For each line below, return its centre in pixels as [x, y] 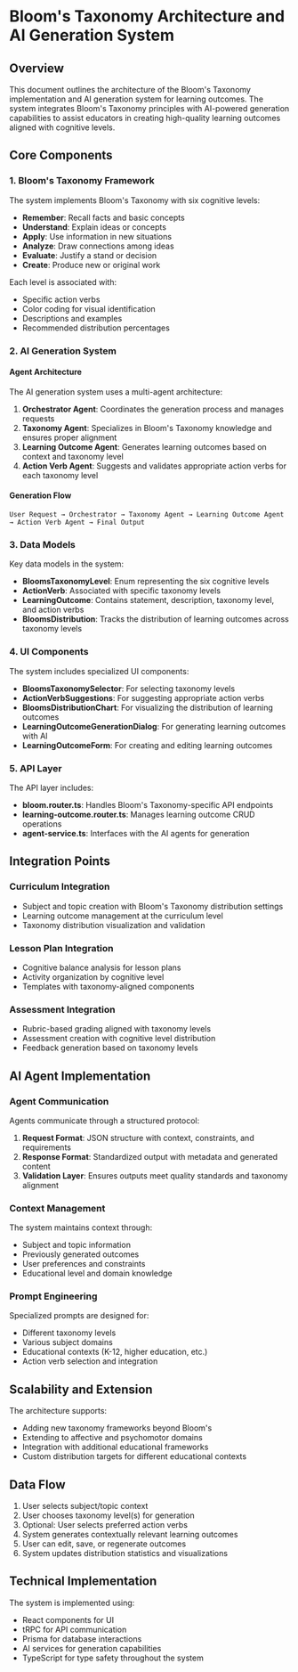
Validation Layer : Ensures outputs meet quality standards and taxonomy [155, 1175]
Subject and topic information [77, 1245]
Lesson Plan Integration [61, 948]
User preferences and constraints [84, 1264]
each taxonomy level [60, 475]
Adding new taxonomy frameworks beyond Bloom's [117, 1428]
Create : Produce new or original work [91, 265]
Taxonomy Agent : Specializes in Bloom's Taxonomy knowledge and [147, 428]
